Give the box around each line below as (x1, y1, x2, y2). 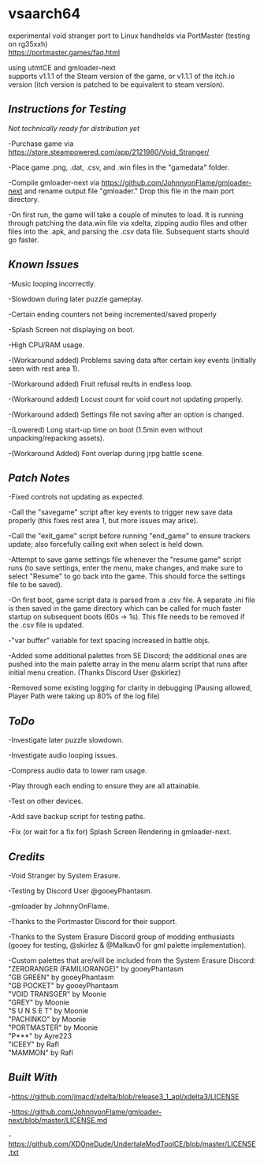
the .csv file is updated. (8, 620, 84, 630)
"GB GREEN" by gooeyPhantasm (8, 972, 114, 982)
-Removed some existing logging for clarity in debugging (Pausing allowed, (8, 683, 252, 693)
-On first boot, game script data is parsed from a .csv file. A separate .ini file (8, 595, 256, 604)
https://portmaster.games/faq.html (8, 47, 121, 57)
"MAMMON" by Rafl (8, 1048, 73, 1057)
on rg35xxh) (8, 39, 48, 48)
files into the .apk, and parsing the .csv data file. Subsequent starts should (8, 226, 250, 236)
